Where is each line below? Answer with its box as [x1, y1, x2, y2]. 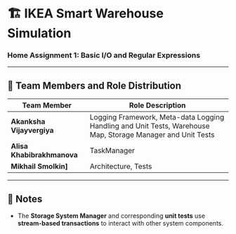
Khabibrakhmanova [11, 150, 79, 160]
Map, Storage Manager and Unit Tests [89, 130, 215, 140]
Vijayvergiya [11, 126, 54, 136]
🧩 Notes [7, 193, 43, 204]
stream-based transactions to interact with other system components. [17, 219, 223, 228]
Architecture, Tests [89, 162, 152, 171]
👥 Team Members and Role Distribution [7, 79, 181, 91]
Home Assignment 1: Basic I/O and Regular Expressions [7, 51, 201, 60]
